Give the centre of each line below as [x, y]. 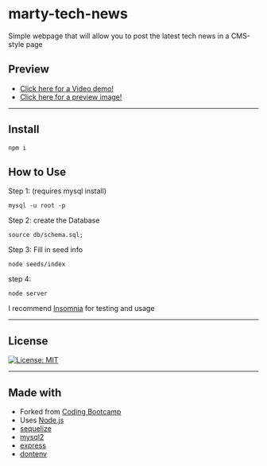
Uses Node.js [42, 420]
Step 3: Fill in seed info [46, 250]
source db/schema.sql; [46, 235]
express [33, 445]
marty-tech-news [68, 14]
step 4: [20, 279]
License [28, 341]
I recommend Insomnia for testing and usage [81, 309]
